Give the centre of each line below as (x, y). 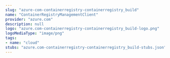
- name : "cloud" (22, 43)
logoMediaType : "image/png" (35, 33)
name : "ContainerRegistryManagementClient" (52, 15)
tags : (11, 38)
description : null (25, 24)
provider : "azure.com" (29, 19)
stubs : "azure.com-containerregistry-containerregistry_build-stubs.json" (86, 47)
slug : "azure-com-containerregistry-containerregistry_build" (72, 10)
